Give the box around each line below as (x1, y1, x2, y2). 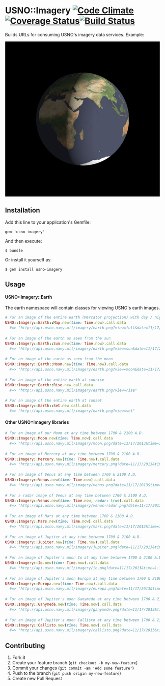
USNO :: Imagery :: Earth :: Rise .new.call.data (5, 382, 93, 387)
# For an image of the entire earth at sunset (5, 398, 102, 403)
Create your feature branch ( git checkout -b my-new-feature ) (12, 660, 138, 666)
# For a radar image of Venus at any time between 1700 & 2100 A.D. (5, 493, 148, 498)
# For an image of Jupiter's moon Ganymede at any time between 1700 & (5, 597, 155, 602)
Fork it (12, 655, 26, 660)
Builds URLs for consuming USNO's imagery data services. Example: (5, 31, 144, 37)
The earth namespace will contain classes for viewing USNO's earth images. (5, 305, 160, 311)
